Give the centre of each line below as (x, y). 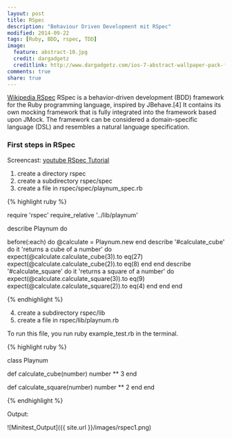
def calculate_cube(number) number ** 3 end (72, 374)
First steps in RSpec (41, 145)
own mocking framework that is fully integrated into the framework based (112, 112)
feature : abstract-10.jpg (51, 53)
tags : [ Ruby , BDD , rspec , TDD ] (52, 39)
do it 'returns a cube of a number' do (60, 249)
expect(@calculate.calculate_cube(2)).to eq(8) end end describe (99, 264)
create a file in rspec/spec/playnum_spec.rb (80, 188)
